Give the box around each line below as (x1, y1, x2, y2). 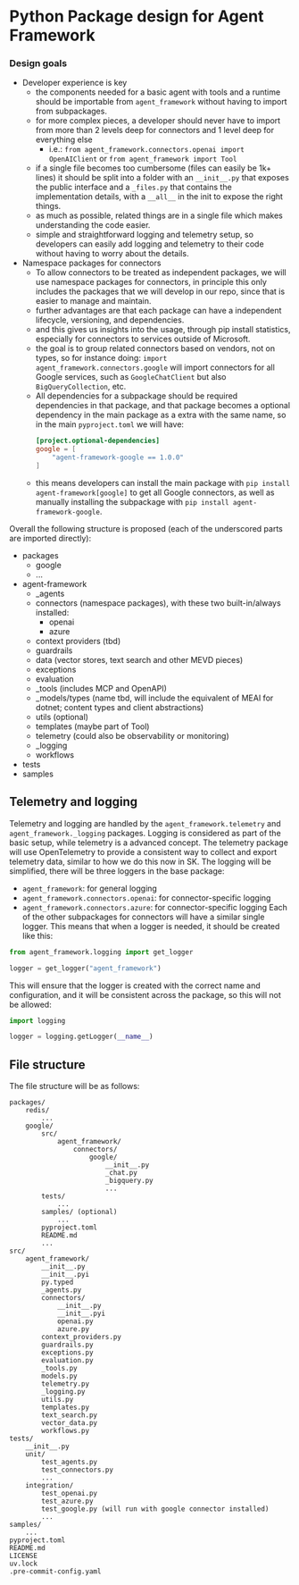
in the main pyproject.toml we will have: (35, 419, 185, 430)
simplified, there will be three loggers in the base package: (9, 865, 225, 876)
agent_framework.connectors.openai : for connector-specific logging (21, 892, 271, 903)
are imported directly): (9, 533, 92, 543)
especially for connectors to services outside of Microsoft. (35, 333, 251, 345)
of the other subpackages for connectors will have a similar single (21, 911, 265, 922)
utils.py (41, 1396, 74, 1405)
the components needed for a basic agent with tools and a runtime (35, 87, 281, 97)
